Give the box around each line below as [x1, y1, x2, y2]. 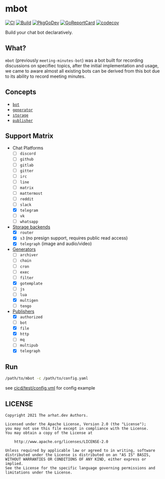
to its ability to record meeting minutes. [5, 73, 86, 79]
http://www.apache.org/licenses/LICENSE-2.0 [14, 439, 108, 444]
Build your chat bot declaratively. [5, 29, 73, 35]
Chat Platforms [12, 145, 43, 151]
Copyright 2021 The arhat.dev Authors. [5, 413, 88, 418]
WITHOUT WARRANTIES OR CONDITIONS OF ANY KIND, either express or [5, 456, 146, 462]
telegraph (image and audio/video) [19, 241, 92, 247]
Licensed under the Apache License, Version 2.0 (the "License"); [5, 421, 146, 427]
